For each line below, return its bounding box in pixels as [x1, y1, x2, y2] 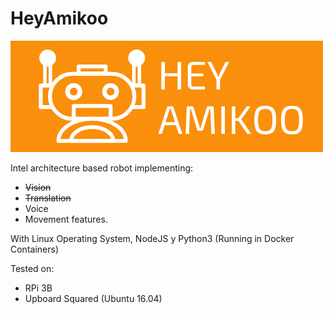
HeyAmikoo [10, 7, 109, 30]
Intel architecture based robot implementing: [10, 162, 194, 174]
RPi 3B [24, 282, 53, 294]
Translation [24, 192, 72, 204]
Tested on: [10, 262, 55, 274]
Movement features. [24, 213, 108, 225]
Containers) [10, 243, 59, 255]
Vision [24, 181, 52, 193]
